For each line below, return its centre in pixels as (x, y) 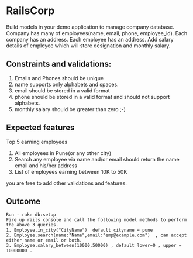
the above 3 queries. (32, 225)
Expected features (40, 128)
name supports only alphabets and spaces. (66, 84)
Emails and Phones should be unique (59, 78)
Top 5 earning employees (37, 142)
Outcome (23, 201)
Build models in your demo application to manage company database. (90, 27)
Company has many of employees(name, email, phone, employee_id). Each (97, 33)
